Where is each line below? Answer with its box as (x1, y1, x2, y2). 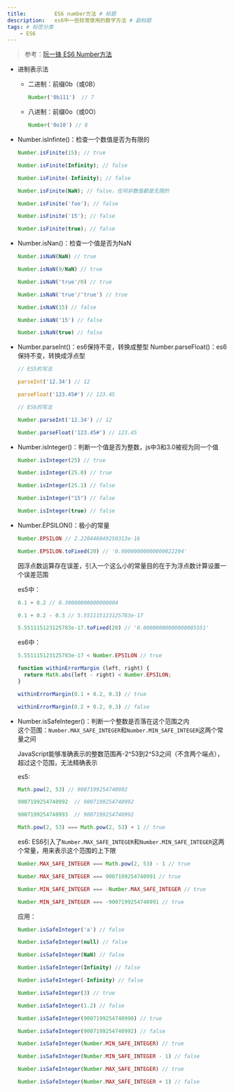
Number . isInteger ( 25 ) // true (17, 456, 106, 464)
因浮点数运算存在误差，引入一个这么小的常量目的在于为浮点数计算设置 (17, 561, 221, 570)
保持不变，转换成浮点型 (17, 352, 85, 360)
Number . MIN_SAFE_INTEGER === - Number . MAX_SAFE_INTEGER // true (17, 885, 207, 893)
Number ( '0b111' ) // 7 (27, 94, 95, 101)
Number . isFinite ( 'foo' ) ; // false (17, 200, 118, 207)
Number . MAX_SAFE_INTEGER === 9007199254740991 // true (17, 873, 181, 880)
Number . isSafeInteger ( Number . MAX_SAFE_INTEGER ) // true (17, 1066, 184, 1073)
